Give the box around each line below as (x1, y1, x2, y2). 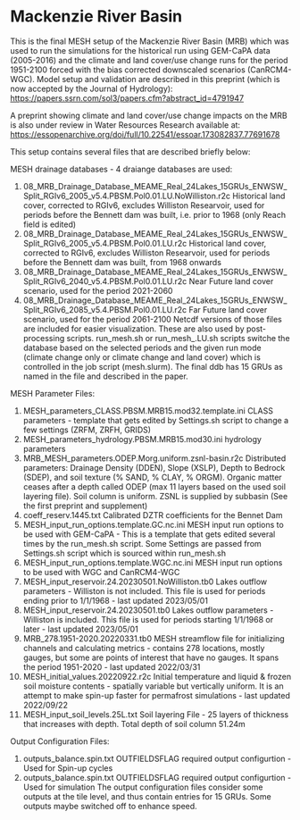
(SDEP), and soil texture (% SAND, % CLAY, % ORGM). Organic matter (22, 472, 282, 482)
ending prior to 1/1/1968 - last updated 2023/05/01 (22, 595, 209, 606)
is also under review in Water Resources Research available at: (10, 119, 240, 130)
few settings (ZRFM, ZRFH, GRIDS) (22, 424, 151, 435)
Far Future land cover (187, 304, 268, 314)
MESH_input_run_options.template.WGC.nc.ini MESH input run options (22, 556, 283, 568)
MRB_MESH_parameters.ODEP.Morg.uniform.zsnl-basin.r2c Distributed (22, 453, 287, 464)
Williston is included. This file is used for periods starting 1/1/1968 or (22, 614, 274, 624)
